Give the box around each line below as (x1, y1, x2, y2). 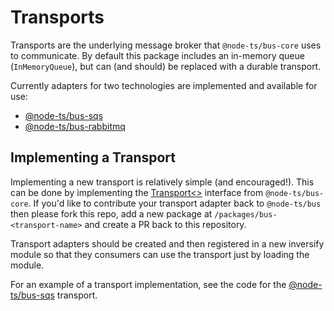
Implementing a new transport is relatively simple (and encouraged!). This (10, 176, 315, 188)
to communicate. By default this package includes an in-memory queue (10, 49, 305, 61)
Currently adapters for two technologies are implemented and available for (10, 79, 318, 91)
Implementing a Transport (10, 149, 176, 166)
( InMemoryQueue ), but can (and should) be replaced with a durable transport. (10, 60, 322, 72)
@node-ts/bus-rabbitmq (24, 120, 126, 132)
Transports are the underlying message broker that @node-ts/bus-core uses (10, 39, 322, 51)
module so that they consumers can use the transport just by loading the (10, 248, 310, 260)
